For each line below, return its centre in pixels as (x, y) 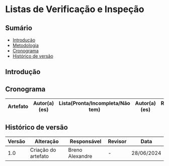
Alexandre (80, 156)
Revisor (117, 141)
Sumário (19, 28)
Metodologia (26, 45)
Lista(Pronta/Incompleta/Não (95, 103)
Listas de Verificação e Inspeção (75, 9)
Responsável (86, 141)
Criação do (43, 150)
